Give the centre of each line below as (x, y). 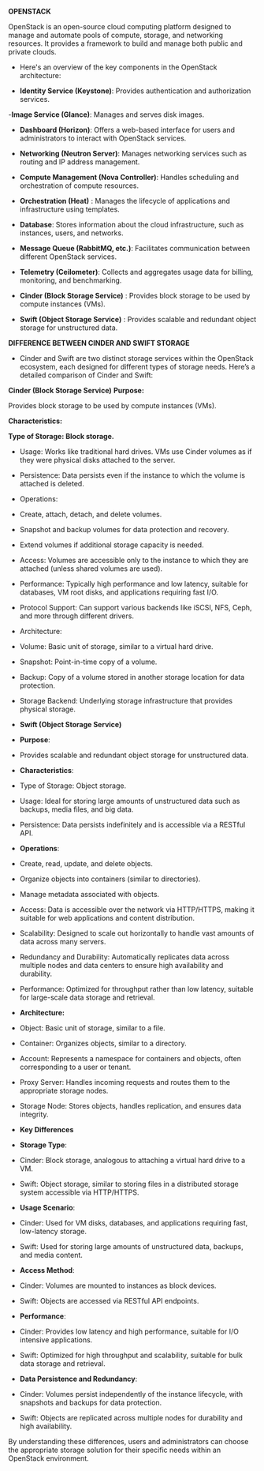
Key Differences (46, 1130)
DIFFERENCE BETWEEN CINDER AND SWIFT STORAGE (99, 343)
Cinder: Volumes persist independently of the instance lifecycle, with (131, 1394)
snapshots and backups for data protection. (91, 1402)
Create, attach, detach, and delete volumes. (91, 514)
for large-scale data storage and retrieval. (87, 997)
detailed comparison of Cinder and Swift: (86, 375)
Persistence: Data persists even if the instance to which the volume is (132, 475)
